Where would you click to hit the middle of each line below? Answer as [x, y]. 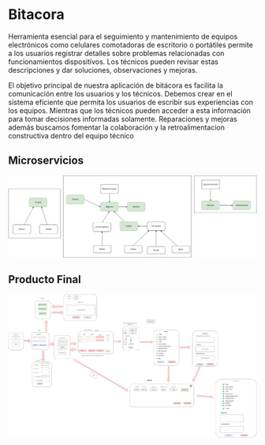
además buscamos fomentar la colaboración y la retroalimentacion [117, 127]
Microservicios [46, 161]
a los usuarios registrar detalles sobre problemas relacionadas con [116, 53]
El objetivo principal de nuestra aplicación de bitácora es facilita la [116, 85]
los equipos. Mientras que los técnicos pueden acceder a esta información [129, 110]
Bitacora [36, 15]
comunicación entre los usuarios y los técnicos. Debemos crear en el [120, 93]
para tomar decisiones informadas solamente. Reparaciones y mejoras [123, 119]
